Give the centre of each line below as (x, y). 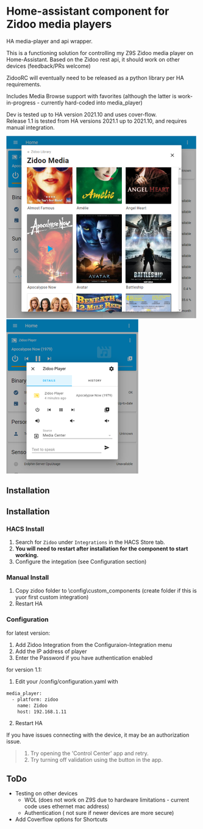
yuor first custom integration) (52, 597)
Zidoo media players (59, 24)
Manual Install (28, 577)
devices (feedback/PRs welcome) (49, 66)
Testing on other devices (46, 794)
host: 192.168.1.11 (42, 712)
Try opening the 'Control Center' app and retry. (89, 753)
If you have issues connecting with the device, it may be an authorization (98, 735)
